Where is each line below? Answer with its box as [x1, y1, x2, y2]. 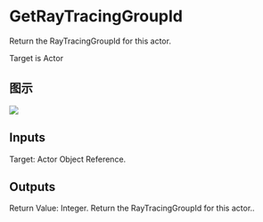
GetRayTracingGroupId [9, 6, 184, 27]
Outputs [9, 179, 56, 194]
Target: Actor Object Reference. [9, 154, 127, 164]
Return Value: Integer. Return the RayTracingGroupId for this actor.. [9, 202, 256, 214]
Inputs [9, 131, 46, 146]
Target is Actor [9, 52, 64, 63]
